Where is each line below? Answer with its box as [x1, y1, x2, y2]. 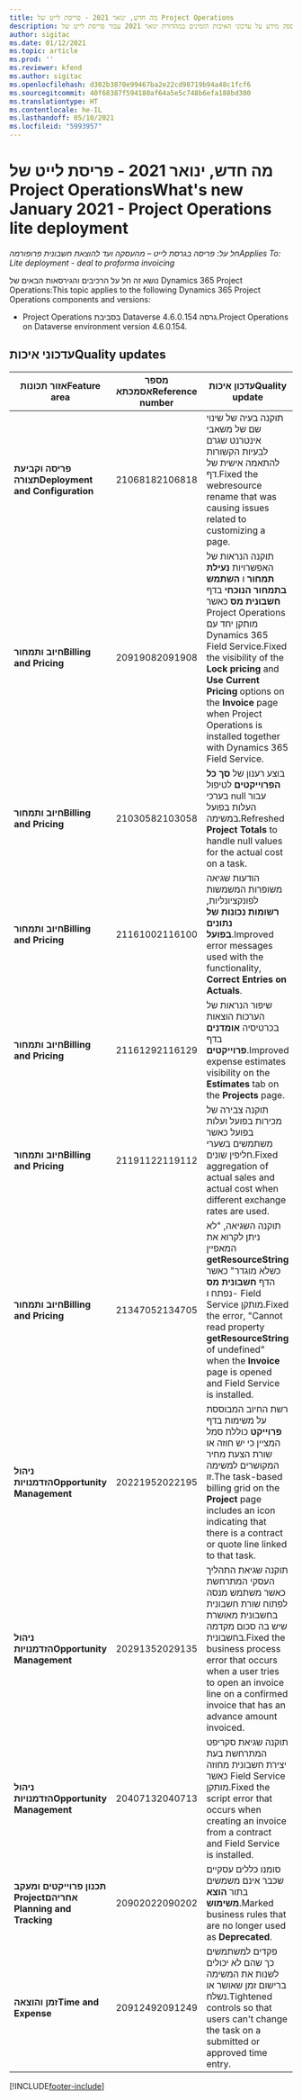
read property [206, 1320, 265, 1333]
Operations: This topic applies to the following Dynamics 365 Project [9, 284, 261, 295]
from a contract [206, 1825, 272, 1838]
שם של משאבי [206, 422, 262, 435]
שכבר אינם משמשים [206, 1874, 285, 1887]
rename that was [206, 490, 277, 502]
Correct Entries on [206, 973, 288, 986]
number [138, 396, 174, 409]
